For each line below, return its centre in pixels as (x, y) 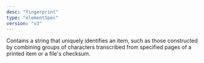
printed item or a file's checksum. (48, 54)
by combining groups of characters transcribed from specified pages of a (99, 47)
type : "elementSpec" (33, 18)
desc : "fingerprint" (33, 12)
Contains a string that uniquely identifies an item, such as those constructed (102, 41)
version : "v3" (24, 23)
